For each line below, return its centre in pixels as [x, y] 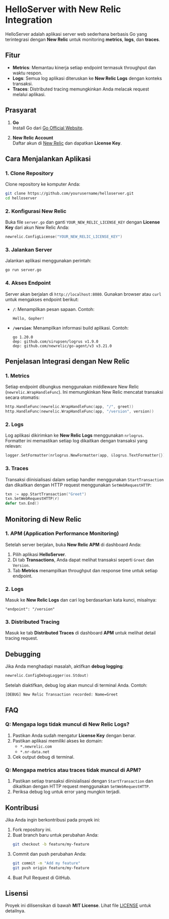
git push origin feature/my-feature [51, 868]
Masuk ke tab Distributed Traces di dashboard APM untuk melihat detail [80, 633]
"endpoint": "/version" [30, 609]
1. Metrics [17, 376]
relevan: [14, 446]
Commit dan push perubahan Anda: [49, 854]
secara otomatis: [23, 397]
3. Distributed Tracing [32, 622]
